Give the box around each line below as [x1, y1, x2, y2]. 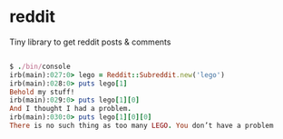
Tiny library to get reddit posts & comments [9, 36, 171, 47]
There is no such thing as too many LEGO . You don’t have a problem [9, 121, 274, 131]
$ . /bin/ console [9, 62, 71, 71]
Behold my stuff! [9, 87, 75, 96]
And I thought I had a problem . [9, 104, 132, 114]
